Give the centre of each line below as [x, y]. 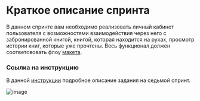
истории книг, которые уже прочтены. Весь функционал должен [88, 46]
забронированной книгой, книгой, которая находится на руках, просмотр [100, 39]
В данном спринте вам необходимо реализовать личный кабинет [90, 27]
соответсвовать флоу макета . [44, 52]
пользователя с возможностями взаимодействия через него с [87, 33]
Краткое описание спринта [78, 10]
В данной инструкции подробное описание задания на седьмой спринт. [99, 80]
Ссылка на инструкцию [43, 67]
